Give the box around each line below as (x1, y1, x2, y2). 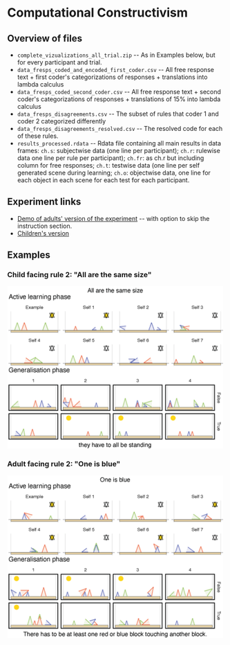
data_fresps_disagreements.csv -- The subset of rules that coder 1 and (17, 109, 219, 118)
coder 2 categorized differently (17, 117, 106, 125)
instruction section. (17, 222, 73, 230)
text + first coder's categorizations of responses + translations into (17, 73, 208, 81)
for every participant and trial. (17, 58, 102, 67)
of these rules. (17, 132, 59, 140)
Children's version (17, 229, 70, 237)
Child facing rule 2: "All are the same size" (7, 270, 152, 280)
